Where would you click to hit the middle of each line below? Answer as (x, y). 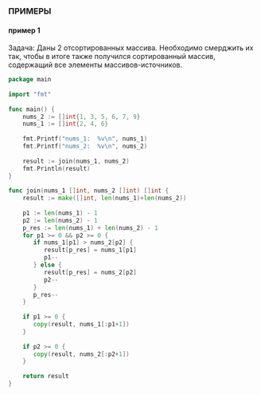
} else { (47, 265)
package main (30, 80)
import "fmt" (30, 94)
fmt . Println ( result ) (56, 168)
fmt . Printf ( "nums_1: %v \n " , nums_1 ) (85, 139)
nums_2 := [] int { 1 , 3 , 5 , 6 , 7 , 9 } (82, 117)
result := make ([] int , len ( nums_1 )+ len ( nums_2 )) (105, 198)
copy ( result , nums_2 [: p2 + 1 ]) (81, 354)
